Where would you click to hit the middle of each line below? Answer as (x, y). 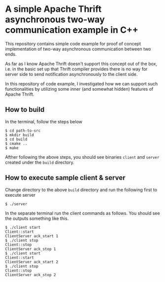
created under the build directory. (40, 162)
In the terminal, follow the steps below (44, 121)
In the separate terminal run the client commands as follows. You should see (82, 213)
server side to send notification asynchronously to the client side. (71, 74)
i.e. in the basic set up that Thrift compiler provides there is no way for (76, 69)
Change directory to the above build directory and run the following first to (81, 190)
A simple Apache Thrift (53, 9)
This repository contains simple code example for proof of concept (73, 43)
